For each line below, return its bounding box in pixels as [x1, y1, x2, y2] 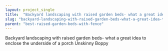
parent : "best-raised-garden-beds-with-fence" [5, 21, 104, 26]
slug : [5, 16, 16, 21]
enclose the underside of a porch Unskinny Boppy [5, 40, 108, 46]
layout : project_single [5, 7, 55, 12]
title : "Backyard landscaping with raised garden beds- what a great [5, 12, 155, 17]
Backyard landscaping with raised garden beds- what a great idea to [5, 35, 146, 41]
